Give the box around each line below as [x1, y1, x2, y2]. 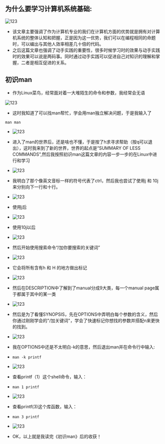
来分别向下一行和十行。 [12, 183, 60, 190]
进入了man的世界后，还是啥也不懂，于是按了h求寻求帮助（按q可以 [12, 139, 149, 145]
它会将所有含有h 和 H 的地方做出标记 [12, 265, 88, 270]
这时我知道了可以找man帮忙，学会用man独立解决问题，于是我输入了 [12, 110, 152, 116]
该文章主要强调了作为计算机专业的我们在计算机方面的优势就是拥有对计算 [12, 28, 160, 34]
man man [5, 120, 21, 125]
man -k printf [12, 355, 42, 359]
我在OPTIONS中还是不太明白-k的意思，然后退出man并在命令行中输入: [12, 344, 155, 350]
